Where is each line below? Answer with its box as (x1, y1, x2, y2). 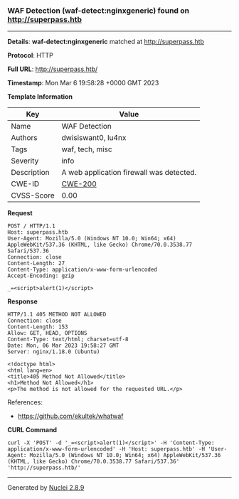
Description (11, 168, 50, 178)
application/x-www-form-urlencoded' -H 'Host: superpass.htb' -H (7, 446, 205, 453)
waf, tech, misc (61, 144, 112, 154)
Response (7, 297, 38, 306)
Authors (11, 133, 38, 143)
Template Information (7, 92, 73, 101)
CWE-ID (11, 179, 40, 189)
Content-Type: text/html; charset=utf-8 (7, 336, 129, 343)
